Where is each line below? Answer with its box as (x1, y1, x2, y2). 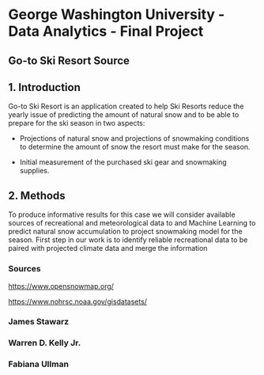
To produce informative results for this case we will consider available (8, 210, 236, 219)
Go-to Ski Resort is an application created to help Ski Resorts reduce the (8, 101, 244, 112)
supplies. (19, 166, 50, 176)
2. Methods (8, 188, 66, 203)
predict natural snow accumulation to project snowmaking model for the (8, 227, 243, 237)
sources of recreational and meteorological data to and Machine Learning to (8, 218, 256, 228)
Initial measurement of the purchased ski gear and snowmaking (19, 157, 227, 167)
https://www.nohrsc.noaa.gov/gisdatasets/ (8, 297, 148, 306)
